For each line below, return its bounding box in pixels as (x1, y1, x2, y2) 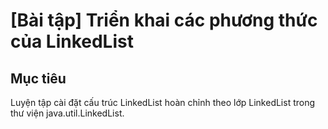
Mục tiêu (10, 70, 67, 87)
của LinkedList (10, 30, 134, 53)
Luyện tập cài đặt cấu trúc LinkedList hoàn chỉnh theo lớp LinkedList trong (10, 97, 316, 108)
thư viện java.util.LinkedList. (10, 107, 125, 119)
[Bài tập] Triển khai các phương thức (10, 9, 318, 32)
